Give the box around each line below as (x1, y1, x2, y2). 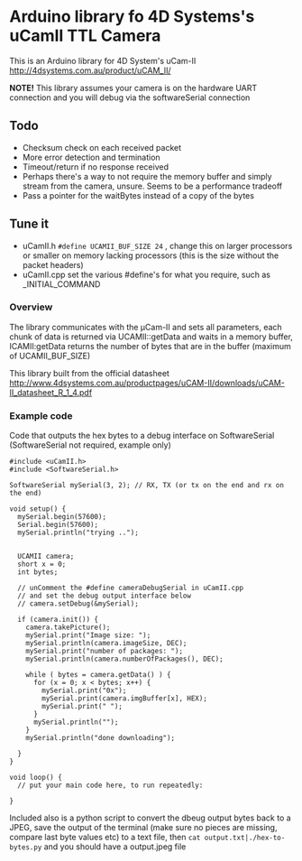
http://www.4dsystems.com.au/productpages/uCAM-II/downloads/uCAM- (9, 377, 286, 388)
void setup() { (9, 505, 67, 514)
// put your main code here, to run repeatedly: (17, 781, 204, 791)
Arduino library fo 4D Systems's (9, 6, 255, 27)
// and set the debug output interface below (17, 591, 192, 601)
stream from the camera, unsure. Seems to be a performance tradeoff (22, 181, 283, 191)
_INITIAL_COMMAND (22, 278, 101, 290)
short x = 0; (17, 560, 67, 569)
